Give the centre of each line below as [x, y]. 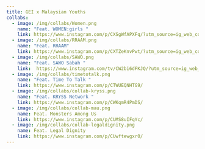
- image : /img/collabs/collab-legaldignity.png [74, 125]
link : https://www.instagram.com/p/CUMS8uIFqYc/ [80, 119]
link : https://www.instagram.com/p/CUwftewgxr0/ [80, 137]
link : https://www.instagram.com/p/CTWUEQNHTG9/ [80, 86]
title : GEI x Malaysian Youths [46, 12]
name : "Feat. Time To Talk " [54, 80]
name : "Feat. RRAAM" [43, 46]
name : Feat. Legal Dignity [52, 131]
